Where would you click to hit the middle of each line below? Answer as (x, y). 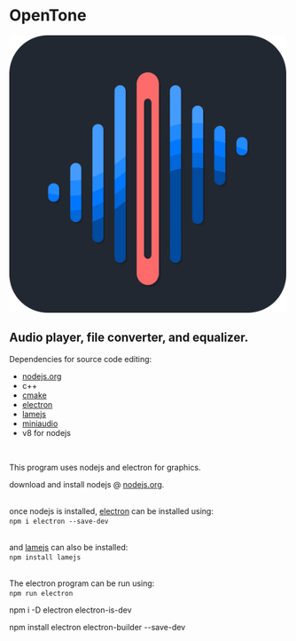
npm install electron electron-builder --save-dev (97, 627)
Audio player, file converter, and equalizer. (129, 338)
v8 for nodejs (46, 432)
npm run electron (41, 593)
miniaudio (40, 423)
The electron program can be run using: (82, 583)
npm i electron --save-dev (59, 521)
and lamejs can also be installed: (69, 547)
